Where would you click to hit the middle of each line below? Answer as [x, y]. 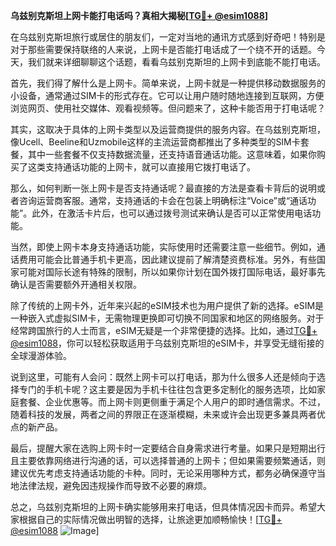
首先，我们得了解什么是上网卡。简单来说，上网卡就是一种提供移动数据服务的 [168, 83]
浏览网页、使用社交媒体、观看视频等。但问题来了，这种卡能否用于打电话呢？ [168, 108]
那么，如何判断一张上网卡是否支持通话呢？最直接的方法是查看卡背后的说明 [163, 188]
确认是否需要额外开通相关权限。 [76, 284]
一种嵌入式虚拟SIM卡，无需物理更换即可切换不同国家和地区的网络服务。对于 [167, 318]
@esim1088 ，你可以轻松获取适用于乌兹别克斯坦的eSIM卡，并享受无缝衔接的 [167, 343]
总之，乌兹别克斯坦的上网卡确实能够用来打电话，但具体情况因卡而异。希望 [163, 507]
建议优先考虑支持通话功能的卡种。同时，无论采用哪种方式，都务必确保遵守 [163, 473]
